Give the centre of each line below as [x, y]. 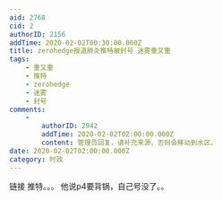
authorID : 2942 [70, 126]
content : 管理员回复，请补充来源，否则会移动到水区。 [129, 143]
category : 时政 [36, 159]
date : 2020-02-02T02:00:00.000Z [69, 151]
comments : [28, 109]
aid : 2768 [28, 17]
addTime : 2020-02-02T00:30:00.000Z [76, 43]
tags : [19, 59]
